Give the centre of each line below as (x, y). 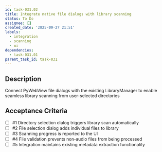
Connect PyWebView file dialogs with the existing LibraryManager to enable (81, 91)
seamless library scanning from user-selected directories (63, 96)
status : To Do (19, 18)
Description (23, 79)
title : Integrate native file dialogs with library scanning (68, 14)
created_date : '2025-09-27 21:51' (40, 28)
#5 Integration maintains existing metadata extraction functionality (78, 145)
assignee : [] (18, 23)
